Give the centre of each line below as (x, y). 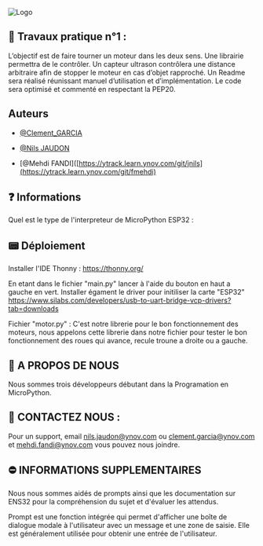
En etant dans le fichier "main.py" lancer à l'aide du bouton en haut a (119, 284)
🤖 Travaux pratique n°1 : (68, 37)
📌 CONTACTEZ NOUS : (64, 418)
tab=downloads (33, 309)
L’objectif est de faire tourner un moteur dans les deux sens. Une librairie (126, 56)
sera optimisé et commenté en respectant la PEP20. (92, 89)
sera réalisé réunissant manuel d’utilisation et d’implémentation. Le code (125, 81)
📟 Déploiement (47, 246)
